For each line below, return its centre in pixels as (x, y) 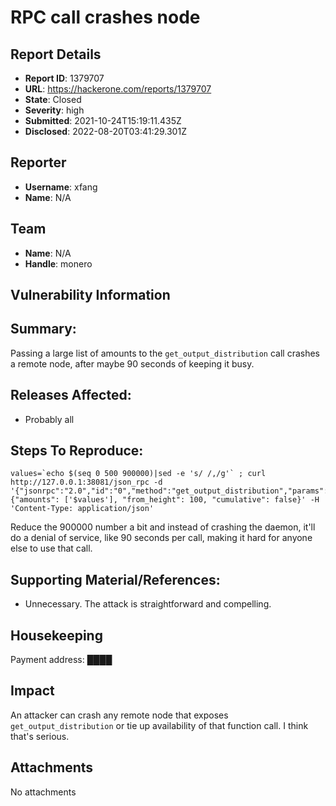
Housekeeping (56, 635)
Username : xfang (61, 187)
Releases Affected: (71, 395)
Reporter (38, 162)
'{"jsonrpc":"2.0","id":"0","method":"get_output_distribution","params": (169, 491)
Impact (32, 691)
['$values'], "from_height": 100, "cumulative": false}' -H (191, 500)
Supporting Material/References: (115, 579)
